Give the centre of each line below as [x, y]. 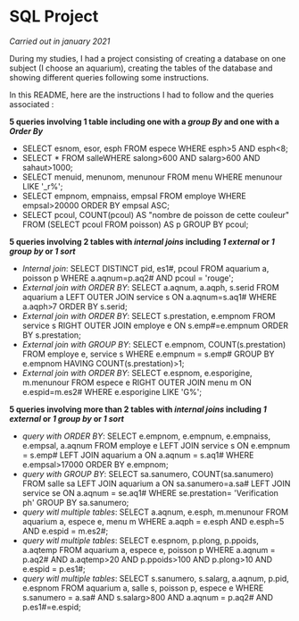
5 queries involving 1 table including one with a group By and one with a [144, 122]
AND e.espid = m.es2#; [65, 531]
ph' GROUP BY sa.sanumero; [75, 502]
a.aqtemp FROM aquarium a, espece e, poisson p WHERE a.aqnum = [149, 550]
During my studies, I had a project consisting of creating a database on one [148, 58]
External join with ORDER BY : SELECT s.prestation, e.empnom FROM [149, 315]
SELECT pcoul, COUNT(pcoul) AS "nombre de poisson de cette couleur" [156, 214]
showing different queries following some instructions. [109, 77]
